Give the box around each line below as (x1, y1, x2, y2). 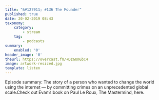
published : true (5, 12, 38, 17)
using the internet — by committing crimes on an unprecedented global (5, 84, 149, 90)
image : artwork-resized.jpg (5, 61, 62, 66)
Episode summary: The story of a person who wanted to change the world (5, 79, 155, 85)
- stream (22, 30, 40, 34)
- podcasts (22, 39, 45, 44)
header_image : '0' (5, 52, 42, 57)
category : (14, 25, 34, 30)
